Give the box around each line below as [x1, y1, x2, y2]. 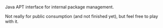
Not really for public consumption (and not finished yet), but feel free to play [5, 14, 159, 19]
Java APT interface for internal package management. [5, 4, 114, 10]
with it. [5, 19, 19, 24]
